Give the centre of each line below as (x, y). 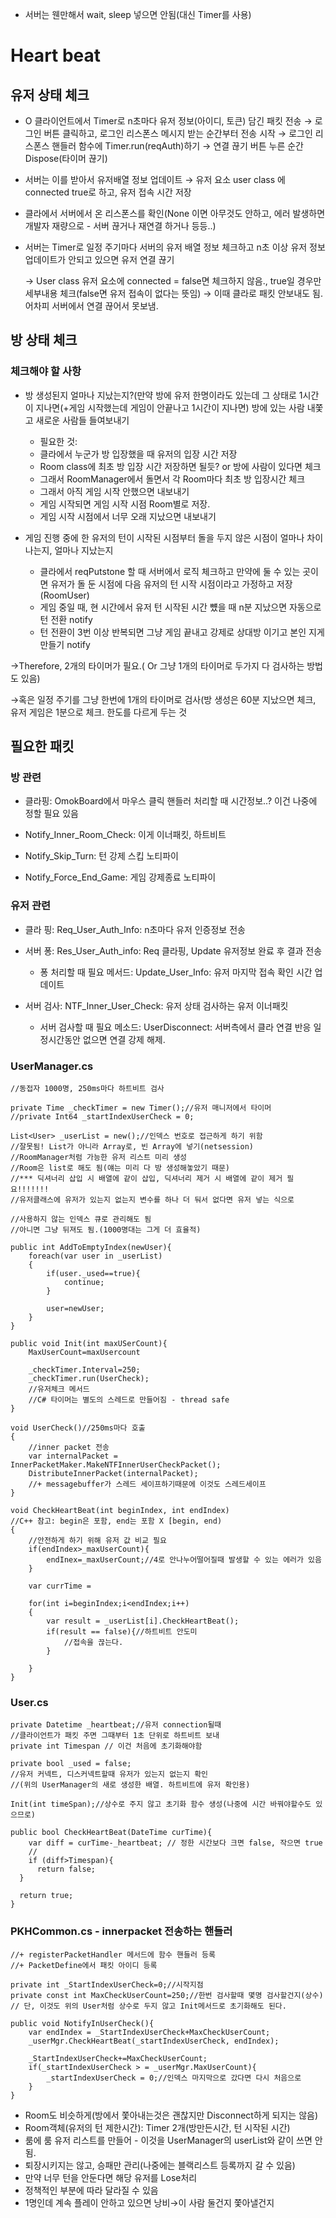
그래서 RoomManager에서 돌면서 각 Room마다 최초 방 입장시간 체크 (172, 479)
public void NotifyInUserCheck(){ (82, 2023)
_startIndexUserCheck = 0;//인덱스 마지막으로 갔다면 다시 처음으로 (174, 2078)
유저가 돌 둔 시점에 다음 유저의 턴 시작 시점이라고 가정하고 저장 (171, 584)
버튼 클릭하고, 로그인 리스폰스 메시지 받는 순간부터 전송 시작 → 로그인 (178, 133)
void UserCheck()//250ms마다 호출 (78, 1428)
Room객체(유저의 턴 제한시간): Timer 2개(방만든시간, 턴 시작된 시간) (157, 2127)
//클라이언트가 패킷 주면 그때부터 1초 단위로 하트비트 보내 (115, 1736)
